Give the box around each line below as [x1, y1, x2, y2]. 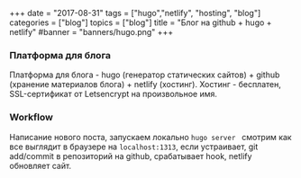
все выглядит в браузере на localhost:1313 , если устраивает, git [9, 141, 259, 152]
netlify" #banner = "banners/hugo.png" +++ [9, 27, 174, 37]
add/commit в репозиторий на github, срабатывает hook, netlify [9, 150, 252, 161]
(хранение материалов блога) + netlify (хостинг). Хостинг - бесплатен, [9, 79, 282, 90]
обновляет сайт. [9, 160, 72, 171]
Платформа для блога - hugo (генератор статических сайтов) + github [9, 69, 280, 80]
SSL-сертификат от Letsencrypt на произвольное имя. [9, 89, 218, 100]
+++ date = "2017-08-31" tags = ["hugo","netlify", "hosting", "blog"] [9, 8, 261, 18]
